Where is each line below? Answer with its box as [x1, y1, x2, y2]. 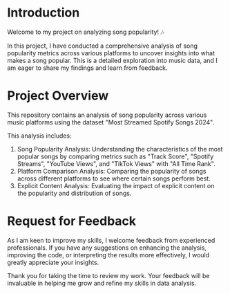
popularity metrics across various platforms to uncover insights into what [7, 48, 215, 57]
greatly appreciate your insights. [7, 258, 99, 266]
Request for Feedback [7, 213, 137, 229]
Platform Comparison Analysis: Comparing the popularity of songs [17, 167, 207, 175]
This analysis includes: [7, 131, 72, 140]
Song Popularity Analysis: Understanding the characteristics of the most [17, 145, 223, 153]
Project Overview [7, 88, 109, 104]
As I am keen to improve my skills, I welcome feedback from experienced [7, 236, 215, 244]
